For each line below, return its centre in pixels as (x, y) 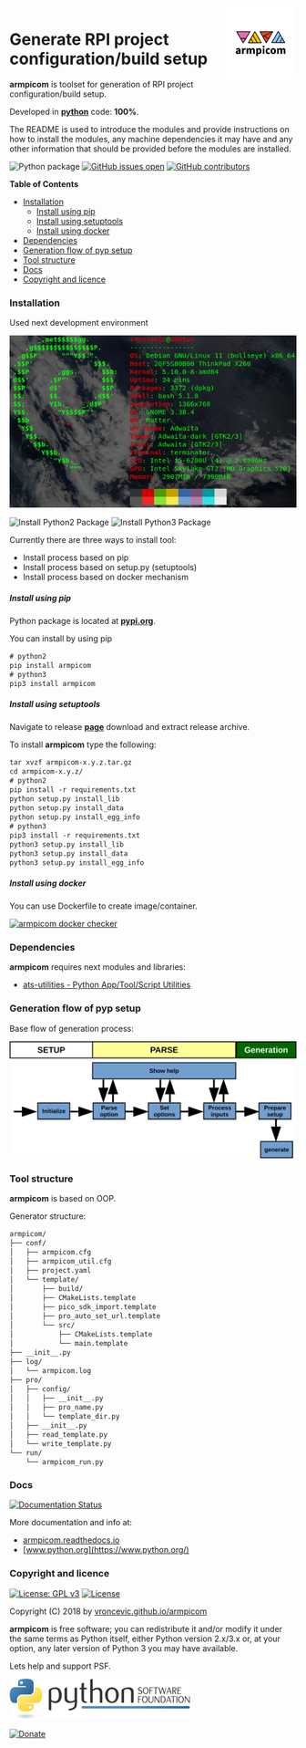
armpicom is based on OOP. (63, 1199)
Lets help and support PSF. (60, 1666)
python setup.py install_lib (65, 799)
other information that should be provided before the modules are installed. (150, 149)
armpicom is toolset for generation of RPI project (102, 84)
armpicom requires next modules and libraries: (98, 967)
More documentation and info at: (71, 1523)
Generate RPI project (89, 40)
